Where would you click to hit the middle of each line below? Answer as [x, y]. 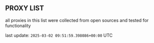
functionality [18, 25]
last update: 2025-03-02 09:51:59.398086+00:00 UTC [59, 35]
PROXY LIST [24, 8]
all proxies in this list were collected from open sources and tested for [77, 20]
